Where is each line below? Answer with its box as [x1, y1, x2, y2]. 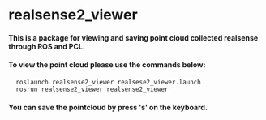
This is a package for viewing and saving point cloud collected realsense [8, 32, 259, 42]
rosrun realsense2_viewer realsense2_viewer [15, 85, 169, 93]
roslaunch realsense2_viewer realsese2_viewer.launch [15, 78, 201, 86]
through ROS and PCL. [8, 41, 85, 51]
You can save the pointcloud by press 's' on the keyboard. [8, 102, 208, 112]
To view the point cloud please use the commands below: [8, 60, 206, 70]
